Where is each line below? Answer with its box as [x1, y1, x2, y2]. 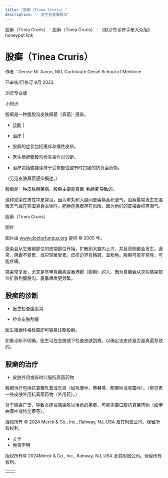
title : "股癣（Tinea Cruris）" [5, 7, 67, 13]
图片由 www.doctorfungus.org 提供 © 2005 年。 [5, 235, 105, 241]
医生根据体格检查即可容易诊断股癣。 [5, 327, 80, 333]
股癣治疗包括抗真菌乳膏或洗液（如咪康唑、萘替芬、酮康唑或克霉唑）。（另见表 [5, 385, 163, 391]
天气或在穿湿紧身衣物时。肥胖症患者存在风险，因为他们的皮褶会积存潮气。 [9, 203, 163, 209]
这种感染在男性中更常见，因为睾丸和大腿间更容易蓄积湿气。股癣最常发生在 [5, 197, 158, 203]
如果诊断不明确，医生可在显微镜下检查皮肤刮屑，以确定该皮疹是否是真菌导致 [5, 337, 163, 344]
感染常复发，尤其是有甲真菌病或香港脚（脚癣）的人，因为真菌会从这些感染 [5, 269, 158, 275]
